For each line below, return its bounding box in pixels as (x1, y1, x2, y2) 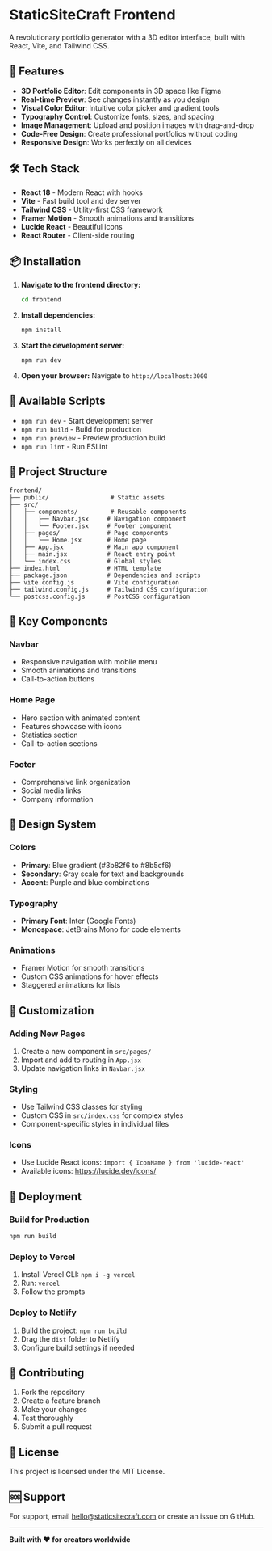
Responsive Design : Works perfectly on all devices (20, 137, 192, 147)
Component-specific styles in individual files (20, 1119, 169, 1129)
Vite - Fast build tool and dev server (20, 196, 142, 205)
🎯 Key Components (9, 614, 108, 628)
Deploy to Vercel (9, 1251, 76, 1262)
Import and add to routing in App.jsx (20, 1055, 142, 1064)
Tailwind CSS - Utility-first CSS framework (20, 204, 164, 214)
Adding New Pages (9, 1028, 86, 1039)
